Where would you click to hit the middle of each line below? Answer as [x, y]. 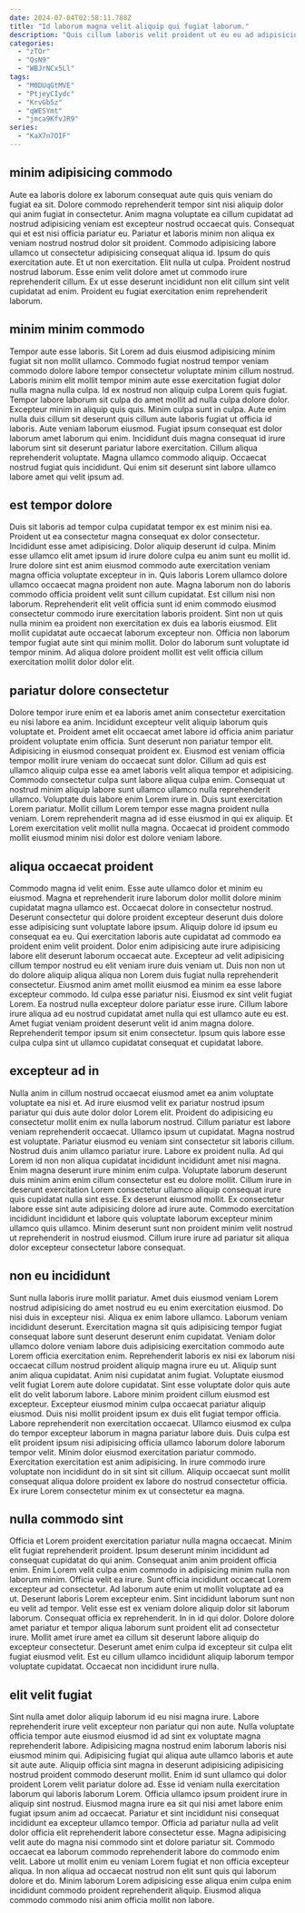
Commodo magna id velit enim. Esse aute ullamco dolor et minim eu [136, 888]
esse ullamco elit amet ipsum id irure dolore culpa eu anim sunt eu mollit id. [150, 556]
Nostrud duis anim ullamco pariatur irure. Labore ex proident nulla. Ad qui [147, 1150]
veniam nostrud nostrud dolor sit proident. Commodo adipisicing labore [143, 242]
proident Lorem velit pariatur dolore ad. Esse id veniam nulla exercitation [144, 1784]
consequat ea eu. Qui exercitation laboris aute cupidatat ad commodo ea [145, 936]
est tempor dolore [61, 505]
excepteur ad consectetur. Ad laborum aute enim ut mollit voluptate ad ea [147, 1589]
